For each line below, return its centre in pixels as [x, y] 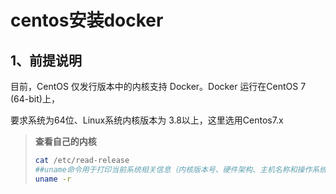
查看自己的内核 [65, 141]
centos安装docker [87, 20]
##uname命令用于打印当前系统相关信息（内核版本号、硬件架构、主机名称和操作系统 [181, 169]
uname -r [53, 179]
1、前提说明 [46, 60]
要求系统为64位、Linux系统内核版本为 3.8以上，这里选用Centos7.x [147, 120]
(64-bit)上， [35, 99]
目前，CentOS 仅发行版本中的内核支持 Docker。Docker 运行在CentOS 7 [158, 86]
